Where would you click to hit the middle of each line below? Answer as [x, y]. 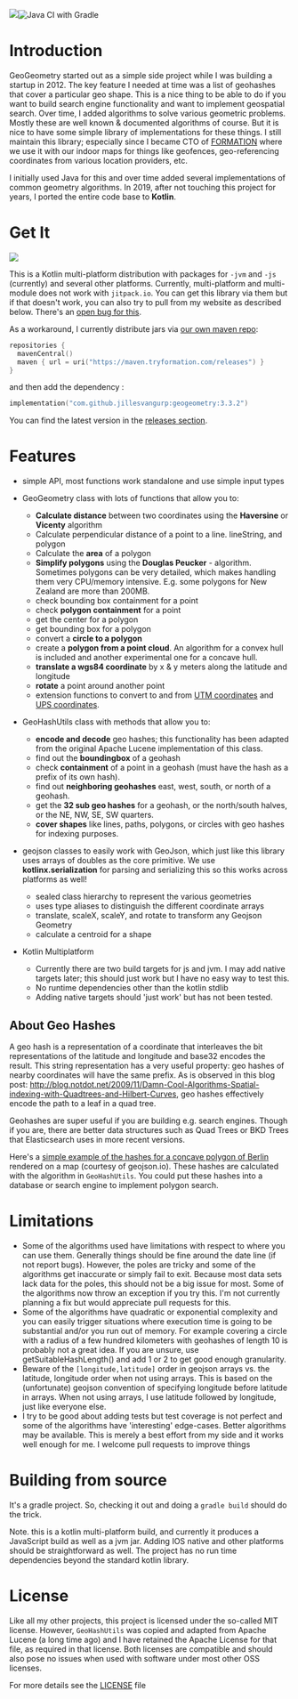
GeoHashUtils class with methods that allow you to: [116, 722]
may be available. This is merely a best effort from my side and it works [153, 1435]
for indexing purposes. [77, 834]
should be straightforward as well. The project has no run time [123, 1550]
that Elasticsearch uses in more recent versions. [97, 1140]
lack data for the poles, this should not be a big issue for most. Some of [153, 1283]
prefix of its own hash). [77, 777]
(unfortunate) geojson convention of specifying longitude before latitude [154, 1388]
